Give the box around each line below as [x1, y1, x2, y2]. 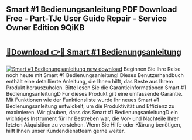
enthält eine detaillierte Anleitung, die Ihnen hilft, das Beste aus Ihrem [6, 78, 173, 85]
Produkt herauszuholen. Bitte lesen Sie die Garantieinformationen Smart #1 [6, 84, 186, 91]
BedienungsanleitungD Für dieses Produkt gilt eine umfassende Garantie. [6, 90, 183, 97]
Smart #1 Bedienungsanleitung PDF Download [6, 5, 177, 15]
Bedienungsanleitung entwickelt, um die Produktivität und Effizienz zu [6, 103, 175, 110]
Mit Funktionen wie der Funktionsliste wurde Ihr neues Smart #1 [6, 96, 159, 103]
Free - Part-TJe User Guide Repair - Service [6, 14, 167, 24]
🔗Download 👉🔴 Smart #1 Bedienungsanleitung [6, 47, 181, 57]
